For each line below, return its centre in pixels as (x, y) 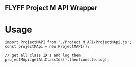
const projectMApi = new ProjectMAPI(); (47, 47)
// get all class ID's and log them (43, 55)
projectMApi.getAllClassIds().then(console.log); (57, 60)
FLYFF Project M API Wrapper (51, 8)
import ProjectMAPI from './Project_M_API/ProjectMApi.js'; (68, 42)
